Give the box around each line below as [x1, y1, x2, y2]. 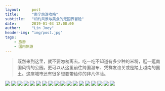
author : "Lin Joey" [5, 26, 54, 31]
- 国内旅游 [14, 44, 34, 49]
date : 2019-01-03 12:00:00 [5, 21, 74, 26]
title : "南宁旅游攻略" [5, 12, 58, 17]
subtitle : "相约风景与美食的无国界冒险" [5, 16, 84, 21]
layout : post [5, 7, 41, 12]
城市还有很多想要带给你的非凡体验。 [34, 70, 109, 77]
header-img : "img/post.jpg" [5, 30, 63, 35]
